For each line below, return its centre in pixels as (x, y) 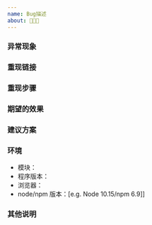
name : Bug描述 (27, 14)
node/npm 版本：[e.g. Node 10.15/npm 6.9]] (81, 194)
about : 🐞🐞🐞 (23, 21)
